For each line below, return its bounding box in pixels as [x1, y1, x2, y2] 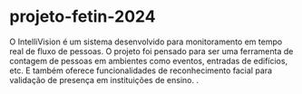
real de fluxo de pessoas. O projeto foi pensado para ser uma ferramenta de [9, 45, 294, 56]
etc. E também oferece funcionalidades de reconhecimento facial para [9, 65, 273, 76]
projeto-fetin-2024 [9, 6, 156, 27]
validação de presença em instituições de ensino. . [9, 74, 200, 85]
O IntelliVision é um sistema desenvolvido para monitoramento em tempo [9, 36, 283, 47]
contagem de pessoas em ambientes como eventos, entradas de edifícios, [9, 55, 288, 66]
